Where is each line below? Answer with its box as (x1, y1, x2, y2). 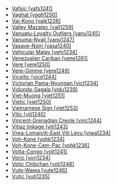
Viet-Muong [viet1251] (11, 92, 66, 99)
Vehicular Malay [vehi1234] (11, 49, 78, 55)
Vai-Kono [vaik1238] (11, 18, 61, 24)
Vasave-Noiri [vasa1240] (11, 42, 71, 49)
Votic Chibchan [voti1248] (11, 160, 74, 167)
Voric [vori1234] (11, 155, 51, 161)
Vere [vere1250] (11, 61, 51, 68)
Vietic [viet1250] (11, 98, 51, 105)
